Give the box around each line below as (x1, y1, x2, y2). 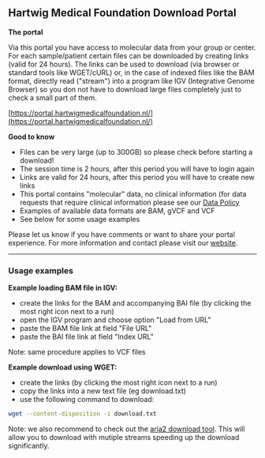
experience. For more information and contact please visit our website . (8, 238, 238, 247)
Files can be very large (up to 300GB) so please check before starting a (19, 147, 253, 156)
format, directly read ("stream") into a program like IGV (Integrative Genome (8, 76, 255, 85)
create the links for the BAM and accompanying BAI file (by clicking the (19, 298, 252, 308)
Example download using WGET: (8, 362, 118, 372)
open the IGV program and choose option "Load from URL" (19, 315, 211, 325)
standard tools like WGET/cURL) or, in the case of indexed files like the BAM (8, 67, 255, 77)
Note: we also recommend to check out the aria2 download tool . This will (8, 424, 245, 434)
